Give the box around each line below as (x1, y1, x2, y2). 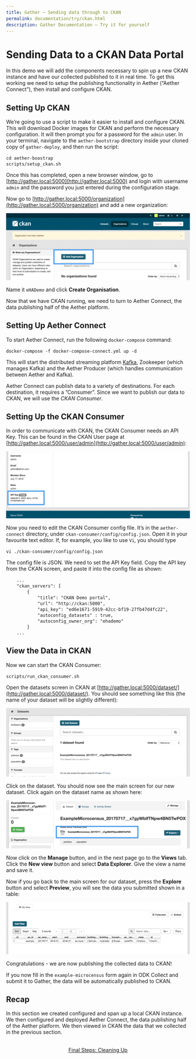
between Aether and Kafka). (6, 371, 74, 378)
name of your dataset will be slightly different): (6, 696, 118, 703)
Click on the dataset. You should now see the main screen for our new (6, 782, 175, 789)
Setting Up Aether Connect (6, 321, 106, 331)
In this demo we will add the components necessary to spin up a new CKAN (6, 67, 188, 74)
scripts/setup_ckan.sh (6, 161, 61, 167)
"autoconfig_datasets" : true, (37, 612, 114, 618)
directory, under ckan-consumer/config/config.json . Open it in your (26, 530, 188, 537)
